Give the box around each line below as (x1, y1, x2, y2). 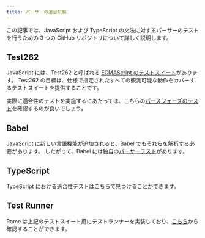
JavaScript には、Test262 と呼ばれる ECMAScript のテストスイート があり (6, 69, 193, 76)
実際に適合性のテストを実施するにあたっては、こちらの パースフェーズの (6, 97, 188, 104)
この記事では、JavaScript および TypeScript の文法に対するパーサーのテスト (6, 26, 199, 34)
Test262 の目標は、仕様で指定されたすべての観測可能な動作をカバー (18, 77, 190, 84)
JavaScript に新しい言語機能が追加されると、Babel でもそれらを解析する (6, 140, 190, 147)
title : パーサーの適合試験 (6, 9, 67, 15)
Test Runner (6, 201, 54, 211)
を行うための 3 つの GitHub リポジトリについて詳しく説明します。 (6, 34, 173, 41)
